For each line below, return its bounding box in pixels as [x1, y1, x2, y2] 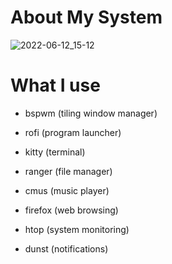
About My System [10, 6, 163, 29]
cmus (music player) [24, 184, 110, 196]
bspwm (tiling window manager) [24, 107, 158, 119]
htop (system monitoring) [24, 223, 130, 235]
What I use [10, 74, 101, 97]
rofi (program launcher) [24, 126, 122, 138]
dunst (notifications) [24, 242, 109, 255]
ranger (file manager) [24, 165, 113, 177]
